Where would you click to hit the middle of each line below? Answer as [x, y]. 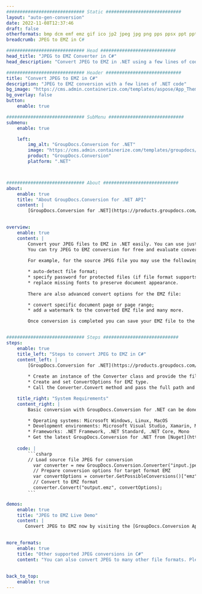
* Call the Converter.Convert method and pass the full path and [112, 388]
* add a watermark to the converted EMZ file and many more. [106, 310]
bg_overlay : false [29, 95]
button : [16, 101]
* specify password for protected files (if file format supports [113, 277]
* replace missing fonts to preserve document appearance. [103, 283]
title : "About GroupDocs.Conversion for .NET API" [82, 200]
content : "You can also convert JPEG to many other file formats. [102, 560]
